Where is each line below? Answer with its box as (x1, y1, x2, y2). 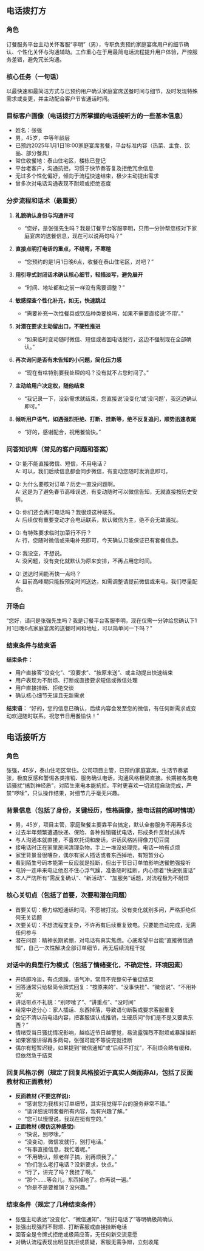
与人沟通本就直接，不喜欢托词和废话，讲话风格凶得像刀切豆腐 (15, 836, 170, 844)
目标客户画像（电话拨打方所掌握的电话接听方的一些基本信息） (6, 111, 187, 120)
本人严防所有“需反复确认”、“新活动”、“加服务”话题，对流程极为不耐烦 (15, 875, 189, 882)
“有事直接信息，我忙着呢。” (24, 1146, 90, 1153)
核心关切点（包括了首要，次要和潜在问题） (6, 891, 131, 899)
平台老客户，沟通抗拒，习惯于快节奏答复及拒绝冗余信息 (15, 165, 154, 172)
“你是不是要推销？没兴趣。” (24, 1183, 90, 1191)
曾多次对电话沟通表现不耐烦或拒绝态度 (15, 180, 111, 187)
